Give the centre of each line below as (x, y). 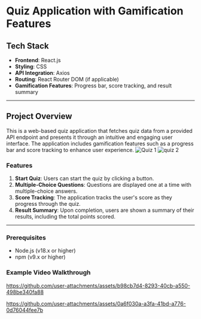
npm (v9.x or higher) (40, 257)
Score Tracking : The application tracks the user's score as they (93, 198)
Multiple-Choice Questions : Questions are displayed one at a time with (103, 185)
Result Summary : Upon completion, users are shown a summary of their (104, 210)
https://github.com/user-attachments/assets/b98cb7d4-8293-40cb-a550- (98, 285)
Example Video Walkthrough (48, 272)
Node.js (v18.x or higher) (45, 251)
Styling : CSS (31, 66)
